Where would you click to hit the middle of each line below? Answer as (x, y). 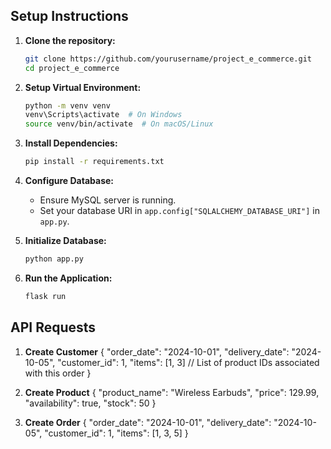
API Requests (53, 327)
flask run (45, 296)
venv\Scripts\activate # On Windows (103, 115)
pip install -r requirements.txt (94, 162)
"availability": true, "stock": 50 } (90, 403)
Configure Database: (69, 181)
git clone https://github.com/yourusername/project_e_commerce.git (168, 59)
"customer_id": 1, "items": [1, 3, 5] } (116, 433)
